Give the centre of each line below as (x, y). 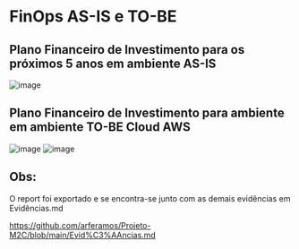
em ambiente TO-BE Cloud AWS (100, 127)
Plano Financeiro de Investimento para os (127, 50)
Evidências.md (37, 208)
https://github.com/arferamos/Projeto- (80, 225)
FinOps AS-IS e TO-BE (93, 17)
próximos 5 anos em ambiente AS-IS (113, 63)
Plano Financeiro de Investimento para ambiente (147, 113)
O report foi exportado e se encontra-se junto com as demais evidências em (150, 198)
